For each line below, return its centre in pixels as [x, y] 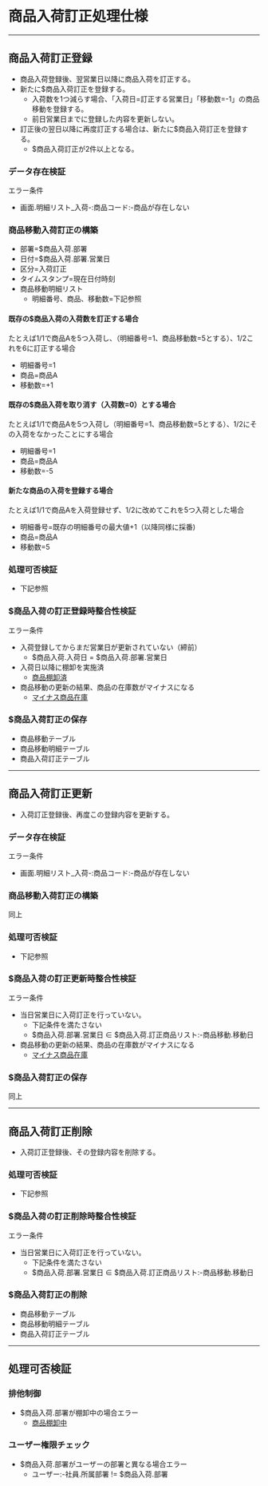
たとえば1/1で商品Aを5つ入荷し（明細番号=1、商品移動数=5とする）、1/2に [129, 423]
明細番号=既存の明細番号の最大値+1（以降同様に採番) [108, 526]
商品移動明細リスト [51, 289]
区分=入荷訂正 [43, 269]
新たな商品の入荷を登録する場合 [61, 491]
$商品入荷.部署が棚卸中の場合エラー [79, 1412]
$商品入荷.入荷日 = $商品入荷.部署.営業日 [99, 657]
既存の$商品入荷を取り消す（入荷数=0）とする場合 [92, 405]
